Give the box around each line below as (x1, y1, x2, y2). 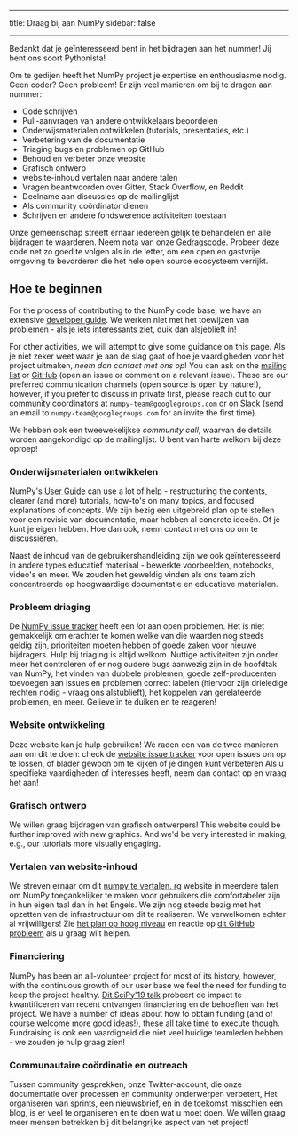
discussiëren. (9, 533, 59, 544)
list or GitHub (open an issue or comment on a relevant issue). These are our (9, 369, 289, 380)
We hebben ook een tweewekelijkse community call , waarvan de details (9, 424, 272, 435)
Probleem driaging (9, 601, 91, 614)
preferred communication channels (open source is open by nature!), (9, 379, 262, 390)
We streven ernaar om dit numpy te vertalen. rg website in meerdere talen (9, 881, 279, 891)
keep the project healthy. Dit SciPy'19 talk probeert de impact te (9, 989, 242, 1000)
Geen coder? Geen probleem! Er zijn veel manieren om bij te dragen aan (9, 79, 273, 90)
